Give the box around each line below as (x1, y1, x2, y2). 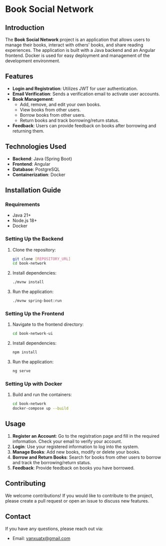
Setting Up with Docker (5, 380, 62, 387)
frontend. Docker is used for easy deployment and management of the (5, 52, 150, 58)
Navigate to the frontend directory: (12, 321, 84, 327)
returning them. (12, 128, 45, 134)
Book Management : (12, 96, 54, 102)
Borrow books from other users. (19, 112, 86, 118)
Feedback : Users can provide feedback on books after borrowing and (12, 122, 157, 128)
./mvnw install (12, 279, 44, 285)
